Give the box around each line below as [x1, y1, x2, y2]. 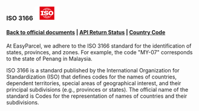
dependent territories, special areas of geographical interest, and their [6, 79, 181, 87]
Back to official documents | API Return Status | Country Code [6, 29, 166, 36]
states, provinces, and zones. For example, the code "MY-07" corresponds [6, 48, 193, 55]
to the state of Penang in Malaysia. [6, 55, 93, 62]
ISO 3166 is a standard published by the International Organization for [6, 66, 180, 74]
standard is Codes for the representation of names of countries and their [6, 92, 188, 100]
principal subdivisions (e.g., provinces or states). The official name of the [6, 86, 189, 93]
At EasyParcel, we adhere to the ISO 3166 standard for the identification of [6, 42, 192, 49]
